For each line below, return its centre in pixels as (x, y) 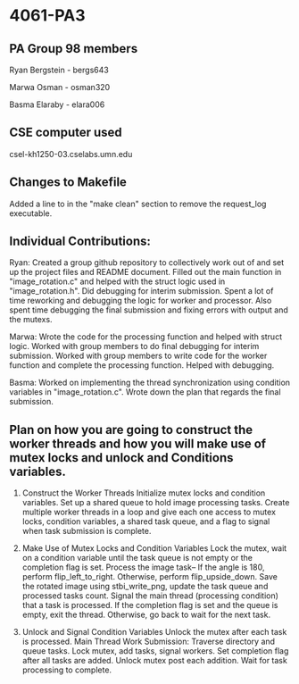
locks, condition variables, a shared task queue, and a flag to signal (146, 521)
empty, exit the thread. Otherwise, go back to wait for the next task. (146, 615)
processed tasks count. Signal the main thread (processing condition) (150, 596)
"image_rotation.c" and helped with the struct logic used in (117, 281)
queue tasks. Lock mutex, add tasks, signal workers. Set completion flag (155, 651)
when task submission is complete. (87, 531)
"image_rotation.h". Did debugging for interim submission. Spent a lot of (141, 291)
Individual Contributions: (80, 242)
